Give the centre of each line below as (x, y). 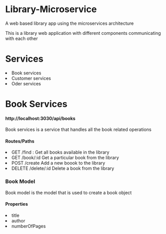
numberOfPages (29, 226)
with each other (22, 38)
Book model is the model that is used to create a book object (69, 193)
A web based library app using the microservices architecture (70, 23)
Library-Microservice (51, 9)
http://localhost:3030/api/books (40, 118)
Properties (17, 204)
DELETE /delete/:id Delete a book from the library (63, 168)
